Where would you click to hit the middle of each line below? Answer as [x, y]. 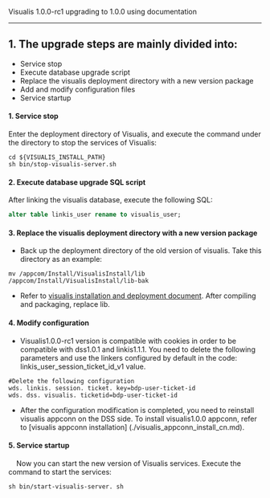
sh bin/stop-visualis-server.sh [62, 165]
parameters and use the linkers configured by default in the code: [129, 357]
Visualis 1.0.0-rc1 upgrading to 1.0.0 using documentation [103, 12]
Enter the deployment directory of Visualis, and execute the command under [135, 134]
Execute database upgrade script [75, 72]
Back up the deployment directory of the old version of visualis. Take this [141, 251]
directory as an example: [61, 259]
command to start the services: [60, 471]
